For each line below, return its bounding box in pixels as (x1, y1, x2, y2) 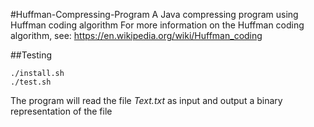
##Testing (10, 49, 53, 61)
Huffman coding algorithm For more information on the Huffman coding (10, 19, 305, 31)
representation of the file (10, 105, 113, 117)
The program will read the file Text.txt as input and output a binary (10, 95, 283, 106)
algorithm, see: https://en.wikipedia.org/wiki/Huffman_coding (10, 30, 263, 41)
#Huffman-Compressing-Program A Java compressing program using (10, 9, 299, 20)
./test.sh (10, 77, 52, 87)
